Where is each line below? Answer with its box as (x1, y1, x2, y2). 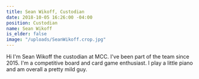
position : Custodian (6, 20, 58, 26)
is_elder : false (6, 31, 47, 37)
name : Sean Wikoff (6, 25, 52, 32)
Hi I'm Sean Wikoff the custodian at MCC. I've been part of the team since (6, 53, 189, 60)
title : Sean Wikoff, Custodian (6, 8, 85, 15)
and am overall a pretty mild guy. (6, 66, 87, 72)
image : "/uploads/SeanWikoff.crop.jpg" (6, 37, 106, 42)
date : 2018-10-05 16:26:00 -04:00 (6, 14, 93, 20)
